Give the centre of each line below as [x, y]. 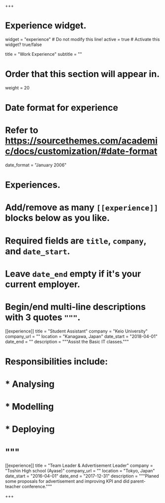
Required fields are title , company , [76, 241]
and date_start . [38, 251]
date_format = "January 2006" [36, 165]
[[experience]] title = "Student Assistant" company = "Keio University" [76, 331]
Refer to [22, 130]
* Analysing [30, 384]
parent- [138, 481]
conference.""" [37, 487]
